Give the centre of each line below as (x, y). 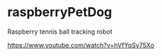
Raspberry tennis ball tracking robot (60, 31)
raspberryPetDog (60, 12)
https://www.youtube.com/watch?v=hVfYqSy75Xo (81, 45)
